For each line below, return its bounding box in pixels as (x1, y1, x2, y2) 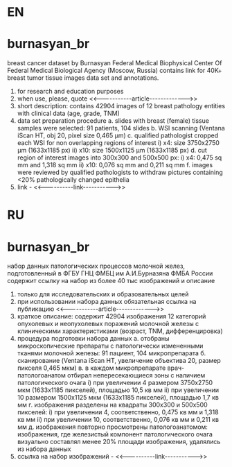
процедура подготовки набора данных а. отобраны (17, 334, 170, 343)
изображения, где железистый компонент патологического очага (17, 430, 213, 439)
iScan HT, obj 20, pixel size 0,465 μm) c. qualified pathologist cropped (17, 131, 219, 139)
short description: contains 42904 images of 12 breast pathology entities (17, 102, 226, 110)
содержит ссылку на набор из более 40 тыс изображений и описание (7, 277, 215, 285)
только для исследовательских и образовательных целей (17, 290, 189, 298)
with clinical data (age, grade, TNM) (17, 109, 120, 118)
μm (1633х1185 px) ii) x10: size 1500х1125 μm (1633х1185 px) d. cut (17, 146, 208, 155)
